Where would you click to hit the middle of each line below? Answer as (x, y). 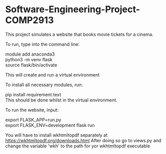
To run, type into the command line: (42, 44)
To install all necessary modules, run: (44, 85)
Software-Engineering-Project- (73, 9)
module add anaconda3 (30, 54)
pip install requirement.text (33, 94)
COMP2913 (30, 20)
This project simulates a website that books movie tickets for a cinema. (79, 34)
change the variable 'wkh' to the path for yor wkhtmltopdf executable (78, 146)
